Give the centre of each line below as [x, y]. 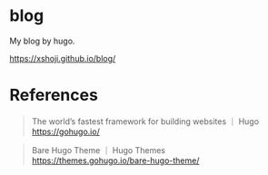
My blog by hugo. [42, 41]
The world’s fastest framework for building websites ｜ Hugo [145, 121]
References [54, 95]
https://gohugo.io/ [65, 131]
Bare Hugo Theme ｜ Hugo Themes [99, 150]
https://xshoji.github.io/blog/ [63, 58]
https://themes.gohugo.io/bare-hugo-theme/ [115, 160]
